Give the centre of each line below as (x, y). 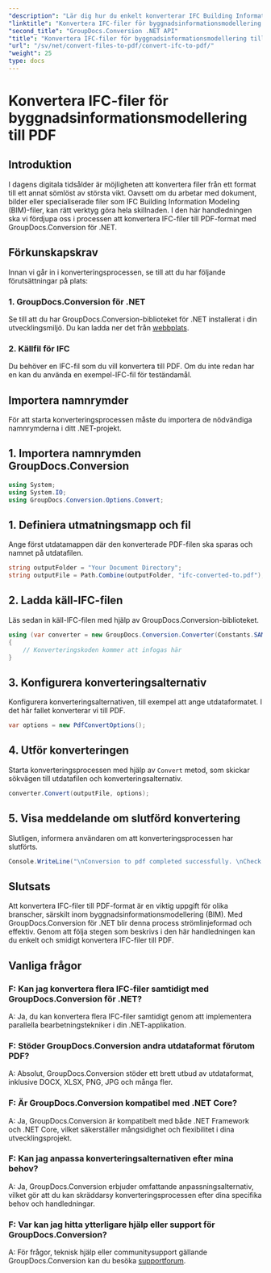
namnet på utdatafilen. (46, 553)
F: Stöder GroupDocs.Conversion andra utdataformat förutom (132, 1045)
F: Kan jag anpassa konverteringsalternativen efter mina (121, 1158)
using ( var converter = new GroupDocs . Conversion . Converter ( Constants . (131, 635)
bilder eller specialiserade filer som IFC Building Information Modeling (124, 201)
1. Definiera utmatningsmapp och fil (100, 525)
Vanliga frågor (45, 966)
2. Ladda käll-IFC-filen (66, 601)
